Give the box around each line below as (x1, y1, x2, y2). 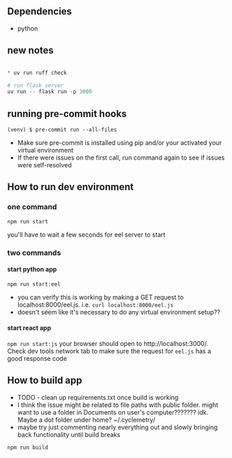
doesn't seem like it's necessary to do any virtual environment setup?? (17, 307, 221, 316)
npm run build (7, 444, 49, 451)
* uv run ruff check (7, 69, 68, 76)
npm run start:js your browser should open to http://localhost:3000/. (7, 340, 208, 348)
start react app (7, 324, 52, 332)
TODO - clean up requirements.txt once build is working (17, 393, 179, 401)
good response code (7, 354, 68, 363)
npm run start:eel (7, 280, 61, 288)
